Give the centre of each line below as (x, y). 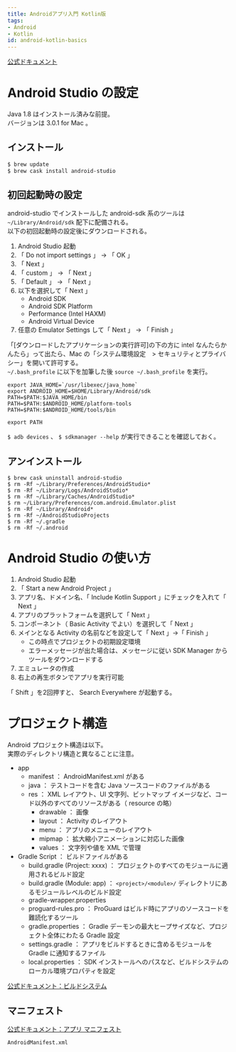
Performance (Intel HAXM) (67, 314)
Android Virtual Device (61, 322)
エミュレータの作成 (46, 668)
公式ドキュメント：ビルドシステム (57, 986)
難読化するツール (53, 917)
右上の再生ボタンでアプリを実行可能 (71, 678)
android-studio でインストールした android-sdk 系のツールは (96, 214)
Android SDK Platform (60, 306)
